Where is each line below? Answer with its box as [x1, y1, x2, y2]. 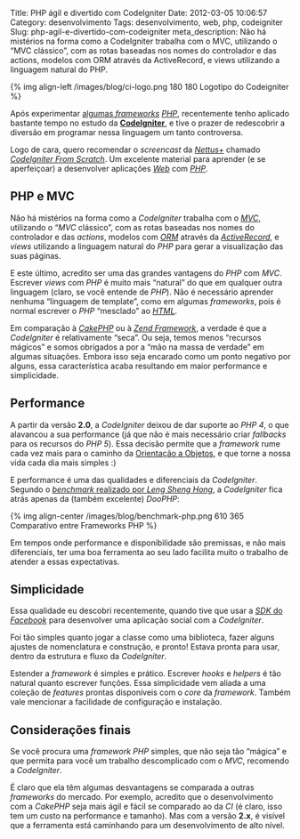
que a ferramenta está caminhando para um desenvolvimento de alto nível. [10, 820, 286, 831]
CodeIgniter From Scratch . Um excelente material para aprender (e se [10, 154, 266, 164]
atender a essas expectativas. [10, 556, 120, 567]
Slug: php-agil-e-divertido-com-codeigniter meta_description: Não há [10, 27, 266, 36]
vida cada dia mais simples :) [10, 457, 117, 468]
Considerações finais [10, 722, 132, 738]
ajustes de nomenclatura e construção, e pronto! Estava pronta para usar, [10, 641, 280, 652]
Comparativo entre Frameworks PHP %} [10, 520, 158, 530]
